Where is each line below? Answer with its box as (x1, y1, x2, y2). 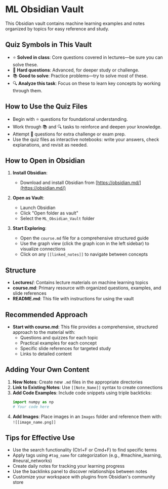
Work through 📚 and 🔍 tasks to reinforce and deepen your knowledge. (12, 123, 162, 130)
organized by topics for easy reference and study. (5, 25, 110, 31)
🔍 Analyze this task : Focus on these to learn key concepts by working (12, 80, 161, 86)
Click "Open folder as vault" (20, 210, 78, 216)
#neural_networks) (12, 458, 52, 464)
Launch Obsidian (20, 204, 56, 211)
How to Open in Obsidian (5, 156, 85, 165)
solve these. (12, 61, 38, 67)
